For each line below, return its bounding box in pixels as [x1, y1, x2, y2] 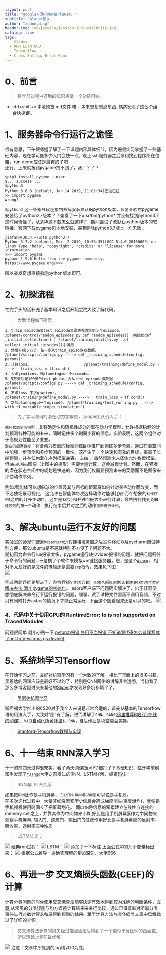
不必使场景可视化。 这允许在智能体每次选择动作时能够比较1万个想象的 [5, 490, 147, 497]
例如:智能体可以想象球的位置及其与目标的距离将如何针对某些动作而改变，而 [5, 484, 158, 490]
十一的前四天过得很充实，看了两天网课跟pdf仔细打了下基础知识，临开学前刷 [5, 765, 160, 771]
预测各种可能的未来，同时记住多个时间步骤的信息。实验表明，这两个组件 [9, 430, 157, 436]
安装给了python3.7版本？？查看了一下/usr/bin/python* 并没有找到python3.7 [5, 213, 159, 219]
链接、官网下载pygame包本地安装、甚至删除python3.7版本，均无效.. [5, 225, 144, 231]
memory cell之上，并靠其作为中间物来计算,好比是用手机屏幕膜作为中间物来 [5, 811, 157, 817]
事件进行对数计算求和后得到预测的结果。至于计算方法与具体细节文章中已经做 [5, 911, 161, 917]
